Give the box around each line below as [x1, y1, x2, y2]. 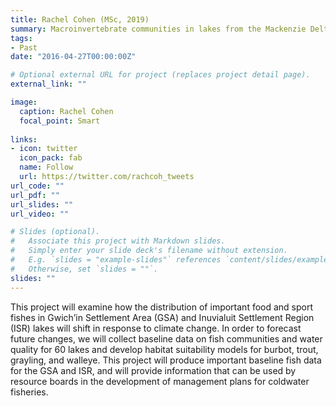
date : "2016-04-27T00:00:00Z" [10, 52, 137, 62]
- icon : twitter [10, 144, 78, 154]
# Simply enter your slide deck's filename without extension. [10, 246, 288, 256]
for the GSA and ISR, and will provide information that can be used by [10, 364, 297, 376]
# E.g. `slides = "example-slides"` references [10, 255, 222, 265]
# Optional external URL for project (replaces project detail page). [10, 70, 311, 80]
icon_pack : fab [19, 153, 83, 163]
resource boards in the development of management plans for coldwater [10, 375, 310, 387]
